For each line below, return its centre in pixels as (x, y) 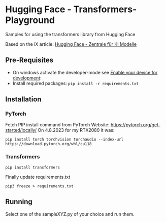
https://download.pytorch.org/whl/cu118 (49, 144)
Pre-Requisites (29, 60)
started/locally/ (21, 130)
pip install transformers (32, 167)
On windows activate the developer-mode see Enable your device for (85, 72)
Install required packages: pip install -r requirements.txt (75, 83)
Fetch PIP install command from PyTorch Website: (57, 125)
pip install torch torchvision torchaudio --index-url (64, 140)
